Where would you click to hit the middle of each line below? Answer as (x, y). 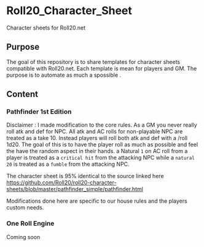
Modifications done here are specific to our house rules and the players (97, 201)
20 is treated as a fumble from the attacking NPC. (68, 164)
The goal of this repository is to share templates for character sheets (93, 61)
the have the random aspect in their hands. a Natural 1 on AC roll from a (97, 151)
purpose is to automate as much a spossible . (64, 75)
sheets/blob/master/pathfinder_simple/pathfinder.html (75, 189)
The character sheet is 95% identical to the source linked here (85, 176)
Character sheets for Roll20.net (46, 28)
